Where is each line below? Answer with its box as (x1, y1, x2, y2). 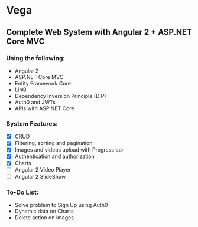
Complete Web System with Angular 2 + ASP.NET (6, 27, 192, 37)
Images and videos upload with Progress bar (14, 146, 124, 153)
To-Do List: (6, 188, 39, 196)
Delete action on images (14, 213, 74, 221)
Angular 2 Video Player (14, 166, 71, 173)
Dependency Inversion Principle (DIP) (14, 92, 106, 99)
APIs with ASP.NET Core (14, 104, 75, 112)
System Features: (6, 119, 58, 127)
